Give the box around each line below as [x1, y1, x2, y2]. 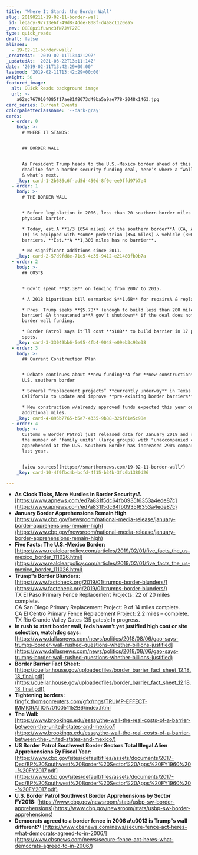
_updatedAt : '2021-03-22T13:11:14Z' [6, 58, 96, 64]
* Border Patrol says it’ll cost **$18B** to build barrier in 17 [21, 329, 189, 334]
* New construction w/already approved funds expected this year [21, 404, 186, 410]
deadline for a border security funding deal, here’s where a [21, 167, 178, 173]
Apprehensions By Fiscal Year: [14, 748, 92, 755]
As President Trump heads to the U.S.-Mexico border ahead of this [21, 161, 192, 167]
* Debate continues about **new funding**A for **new [21, 372, 157, 378]
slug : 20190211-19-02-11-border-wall [6, 14, 99, 20]
